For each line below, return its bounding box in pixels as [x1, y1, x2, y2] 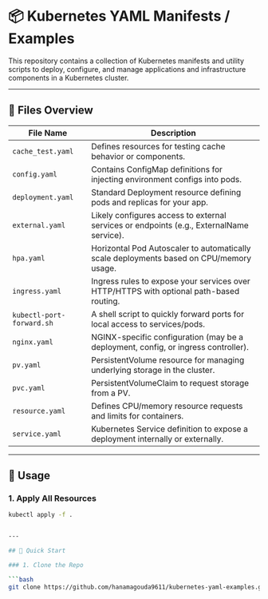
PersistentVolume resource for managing [91, 354, 245, 365]
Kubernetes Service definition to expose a [91, 423, 249, 434]
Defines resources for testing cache [91, 141, 226, 152]
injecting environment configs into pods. [91, 173, 242, 184]
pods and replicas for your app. [91, 196, 209, 208]
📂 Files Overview [8, 104, 93, 117]
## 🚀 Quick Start [8, 547, 66, 555]
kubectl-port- [12, 310, 66, 319]
